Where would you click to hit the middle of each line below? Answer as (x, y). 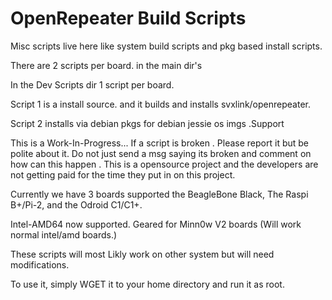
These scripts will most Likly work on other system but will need (142, 254)
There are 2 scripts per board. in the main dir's (106, 65)
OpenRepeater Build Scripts (128, 18)
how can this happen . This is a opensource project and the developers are (164, 164)
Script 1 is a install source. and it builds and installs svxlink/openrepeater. (160, 104)
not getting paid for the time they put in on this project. (123, 174)
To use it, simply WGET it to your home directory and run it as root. (147, 284)
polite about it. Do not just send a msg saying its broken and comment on (161, 153)
